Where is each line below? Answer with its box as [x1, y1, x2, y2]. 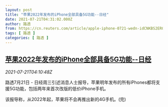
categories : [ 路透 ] [5, 36, 49, 41]
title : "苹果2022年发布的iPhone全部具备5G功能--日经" [5, 12, 109, 17]
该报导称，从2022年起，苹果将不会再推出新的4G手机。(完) [5, 96, 126, 102]
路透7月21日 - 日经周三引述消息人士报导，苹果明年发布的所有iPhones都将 [5, 79, 156, 85]
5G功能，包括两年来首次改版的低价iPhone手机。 [9, 85, 109, 91]
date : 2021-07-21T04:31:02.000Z [5, 17, 72, 22]
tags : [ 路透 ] [5, 31, 35, 36]
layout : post [5, 7, 32, 13]
